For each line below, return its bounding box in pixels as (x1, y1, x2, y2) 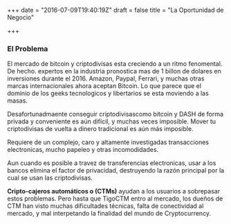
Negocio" (7, 13, 35, 21)
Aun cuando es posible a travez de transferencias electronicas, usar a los (7, 159, 216, 167)
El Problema (7, 44, 48, 53)
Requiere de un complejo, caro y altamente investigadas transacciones (7, 138, 210, 146)
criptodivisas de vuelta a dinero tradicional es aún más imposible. (7, 125, 194, 133)
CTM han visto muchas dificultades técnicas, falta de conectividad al (7, 202, 204, 210)
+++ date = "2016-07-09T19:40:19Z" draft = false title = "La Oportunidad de (7, 6, 224, 14)
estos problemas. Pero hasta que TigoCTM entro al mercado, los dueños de (7, 194, 223, 203)
